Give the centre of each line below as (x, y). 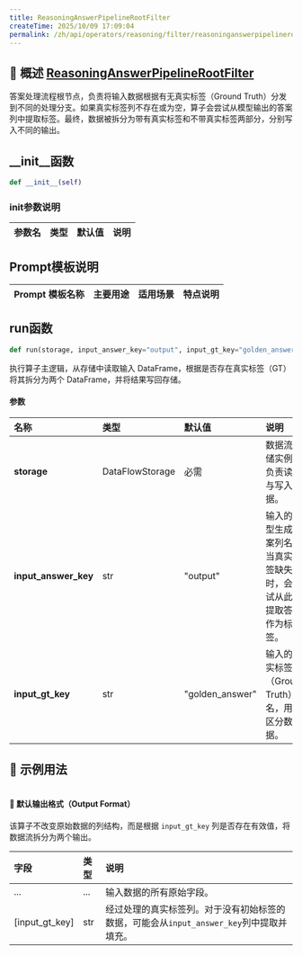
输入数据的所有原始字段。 (159, 892)
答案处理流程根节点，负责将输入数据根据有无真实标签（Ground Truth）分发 (148, 96)
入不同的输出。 (37, 130)
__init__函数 (42, 161)
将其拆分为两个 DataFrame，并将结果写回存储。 (98, 379)
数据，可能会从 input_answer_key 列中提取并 (196, 923)
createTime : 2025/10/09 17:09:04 (72, 26)
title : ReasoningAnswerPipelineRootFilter (90, 18)
